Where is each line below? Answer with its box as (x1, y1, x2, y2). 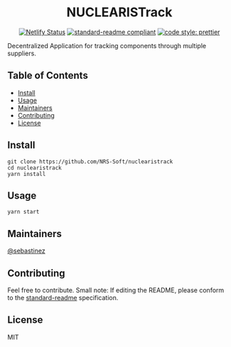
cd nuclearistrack (7, 164, 62, 171)
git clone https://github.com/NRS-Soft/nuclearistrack (7, 158, 173, 165)
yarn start (7, 209, 40, 216)
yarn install (7, 170, 46, 177)
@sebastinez (7, 246, 45, 255)
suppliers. (7, 49, 37, 57)
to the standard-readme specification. (7, 294, 119, 302)
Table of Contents (7, 70, 89, 82)
